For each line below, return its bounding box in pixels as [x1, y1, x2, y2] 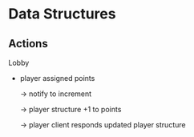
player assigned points [19, 74, 95, 83]
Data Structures [8, 5, 116, 23]
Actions [8, 37, 48, 50]
